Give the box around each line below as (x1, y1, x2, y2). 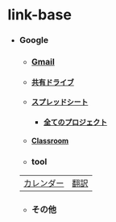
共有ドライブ (31, 77, 74, 86)
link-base (7, 6, 72, 24)
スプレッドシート (31, 97, 89, 107)
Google (19, 35, 49, 46)
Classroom (31, 136, 69, 146)
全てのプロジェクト (43, 117, 108, 127)
